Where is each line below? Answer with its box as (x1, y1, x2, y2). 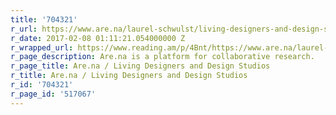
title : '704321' (10, 14, 78, 25)
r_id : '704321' (10, 80, 74, 90)
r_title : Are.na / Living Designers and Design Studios (10, 71, 248, 81)
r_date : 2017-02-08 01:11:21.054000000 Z (10, 33, 186, 43)
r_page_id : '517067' (10, 89, 97, 99)
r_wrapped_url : (10, 42, 74, 53)
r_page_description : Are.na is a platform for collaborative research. (10, 52, 315, 62)
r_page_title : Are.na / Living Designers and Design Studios (10, 61, 271, 71)
